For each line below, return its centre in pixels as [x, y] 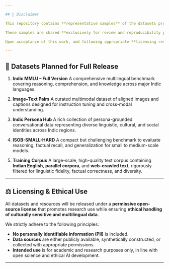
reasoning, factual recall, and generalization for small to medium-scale [86, 145]
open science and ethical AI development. [56, 255]
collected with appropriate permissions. [54, 244]
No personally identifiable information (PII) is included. [70, 234]
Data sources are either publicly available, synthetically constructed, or [87, 239]
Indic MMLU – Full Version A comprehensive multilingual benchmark [83, 79]
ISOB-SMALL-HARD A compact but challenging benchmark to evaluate [87, 140]
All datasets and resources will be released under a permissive [71, 204]
